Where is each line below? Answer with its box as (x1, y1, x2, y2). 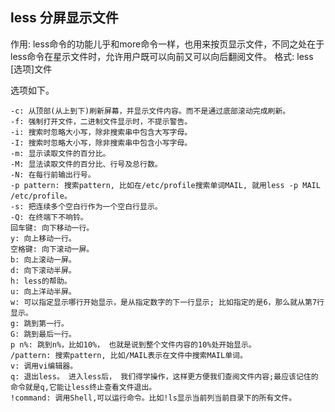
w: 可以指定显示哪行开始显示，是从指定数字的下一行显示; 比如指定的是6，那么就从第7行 (10, 297, 325, 307)
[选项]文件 (10, 63, 53, 75)
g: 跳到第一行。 (10, 318, 69, 328)
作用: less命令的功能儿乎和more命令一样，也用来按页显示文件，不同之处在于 (10, 38, 325, 50)
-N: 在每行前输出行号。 (10, 169, 96, 180)
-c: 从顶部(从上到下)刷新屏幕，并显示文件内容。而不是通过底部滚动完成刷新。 (10, 106, 291, 116)
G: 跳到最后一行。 (10, 329, 77, 339)
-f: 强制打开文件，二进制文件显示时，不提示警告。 (10, 116, 193, 127)
